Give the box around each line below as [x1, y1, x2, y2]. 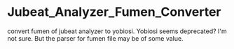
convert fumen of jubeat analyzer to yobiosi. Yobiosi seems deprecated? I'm [7, 27, 228, 35]
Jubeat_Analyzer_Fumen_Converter [7, 4, 222, 20]
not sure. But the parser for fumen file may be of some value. [7, 34, 184, 42]
